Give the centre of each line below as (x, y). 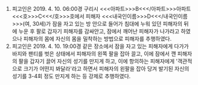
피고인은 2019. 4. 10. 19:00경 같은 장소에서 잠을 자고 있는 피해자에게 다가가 (100, 46)
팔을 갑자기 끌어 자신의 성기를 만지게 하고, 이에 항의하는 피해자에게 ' (98, 61)
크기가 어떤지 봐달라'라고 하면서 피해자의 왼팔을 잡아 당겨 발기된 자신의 (106, 69)
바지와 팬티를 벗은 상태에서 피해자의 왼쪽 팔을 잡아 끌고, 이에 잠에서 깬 (94, 54)
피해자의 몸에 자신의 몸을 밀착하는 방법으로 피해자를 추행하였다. (97, 39)
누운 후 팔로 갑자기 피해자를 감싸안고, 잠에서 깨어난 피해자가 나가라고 (99, 31)
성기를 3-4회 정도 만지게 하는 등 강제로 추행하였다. (71, 76)
